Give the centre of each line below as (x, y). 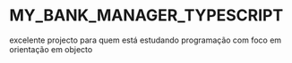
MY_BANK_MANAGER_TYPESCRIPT (146, 16)
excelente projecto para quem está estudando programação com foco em (146, 40)
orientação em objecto (51, 49)
